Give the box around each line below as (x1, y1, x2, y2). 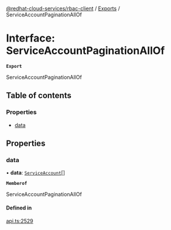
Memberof (6, 181, 28, 187)
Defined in (6, 204, 32, 211)
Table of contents (6, 91, 71, 101)
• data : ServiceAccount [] (6, 169, 66, 176)
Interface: (6, 32, 56, 45)
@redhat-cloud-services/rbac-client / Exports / (6, 5, 120, 12)
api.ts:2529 (6, 217, 33, 224)
